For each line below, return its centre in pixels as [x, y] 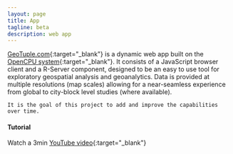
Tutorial [19, 127]
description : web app [40, 34]
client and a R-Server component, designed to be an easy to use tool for [113, 69]
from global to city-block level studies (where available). [90, 92]
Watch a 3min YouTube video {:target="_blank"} [77, 143]
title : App [24, 21]
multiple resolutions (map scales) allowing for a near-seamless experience [116, 84]
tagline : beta [29, 27]
